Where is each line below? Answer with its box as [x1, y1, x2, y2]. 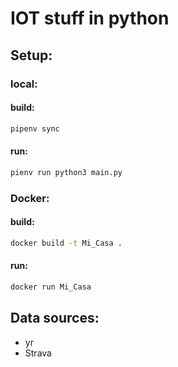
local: [10, 77, 38, 91]
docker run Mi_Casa [10, 282, 92, 292]
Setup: [10, 47, 53, 64]
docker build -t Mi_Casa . [10, 238, 123, 248]
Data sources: [10, 310, 100, 327]
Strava [24, 347, 52, 359]
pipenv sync [10, 123, 60, 134]
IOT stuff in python [10, 7, 170, 30]
